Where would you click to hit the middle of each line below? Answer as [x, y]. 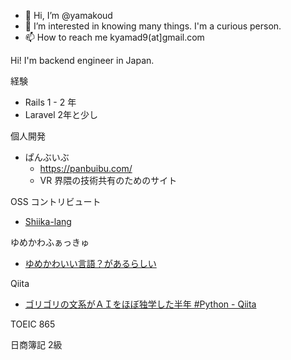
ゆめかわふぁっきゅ [50, 242]
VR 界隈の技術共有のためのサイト [108, 180]
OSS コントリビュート [56, 201]
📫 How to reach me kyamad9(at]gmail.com [114, 37]
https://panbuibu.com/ [86, 168]
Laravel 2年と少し [61, 114]
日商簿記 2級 [36, 344]
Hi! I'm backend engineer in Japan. [82, 60]
